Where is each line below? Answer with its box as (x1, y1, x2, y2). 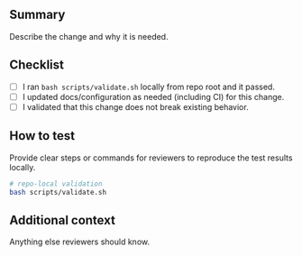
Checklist (9, 58, 65, 73)
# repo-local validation (9, 179, 103, 188)
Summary (9, 7, 66, 23)
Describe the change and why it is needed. (9, 31, 169, 41)
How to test (9, 128, 75, 143)
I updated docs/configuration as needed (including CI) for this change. (22, 91, 285, 102)
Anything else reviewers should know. (9, 236, 151, 247)
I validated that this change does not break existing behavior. (22, 101, 250, 112)
